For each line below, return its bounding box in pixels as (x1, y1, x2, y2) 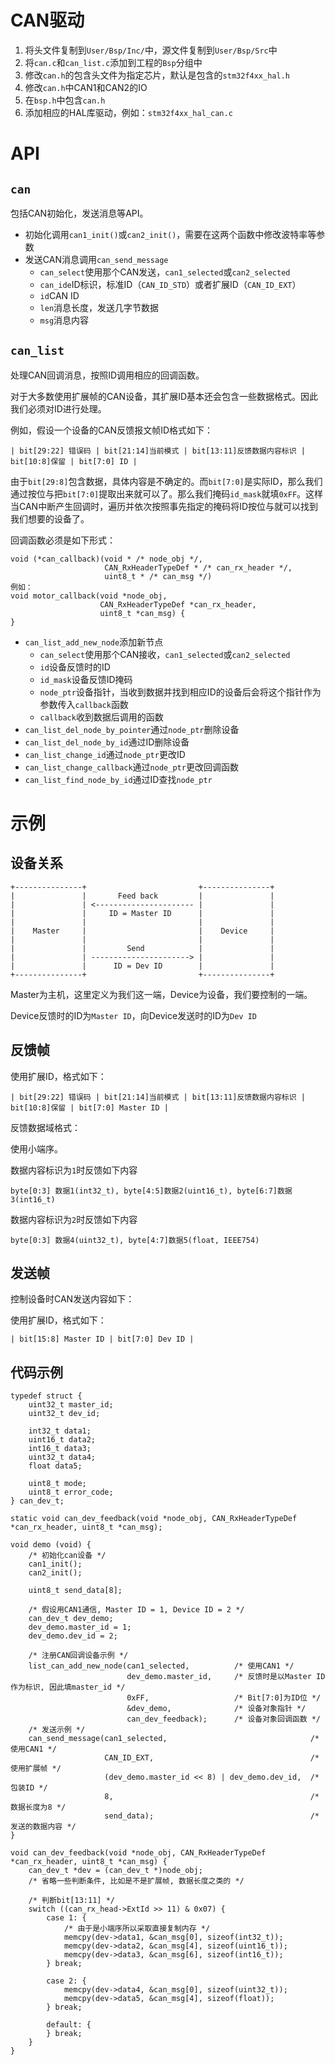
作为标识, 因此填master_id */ (10, 1682, 126, 1693)
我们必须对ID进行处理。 (10, 402, 107, 415)
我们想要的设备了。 (10, 512, 90, 525)
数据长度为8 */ (10, 1802, 67, 1813)
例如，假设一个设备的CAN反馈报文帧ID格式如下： (10, 424, 214, 436)
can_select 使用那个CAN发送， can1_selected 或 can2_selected (39, 266, 291, 278)
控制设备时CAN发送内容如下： (10, 1293, 135, 1305)
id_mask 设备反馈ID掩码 (39, 673, 133, 685)
